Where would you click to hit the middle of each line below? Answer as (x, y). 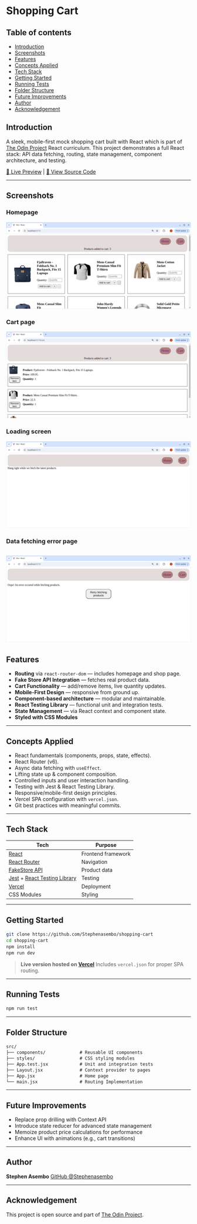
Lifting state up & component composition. (66, 774)
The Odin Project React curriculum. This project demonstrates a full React (95, 147)
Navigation (94, 862)
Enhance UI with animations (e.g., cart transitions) (75, 1138)
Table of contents (39, 33)
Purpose (106, 845)
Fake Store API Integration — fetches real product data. (82, 680)
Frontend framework (106, 853)
